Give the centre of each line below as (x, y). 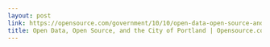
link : (17, 23)
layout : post (29, 16)
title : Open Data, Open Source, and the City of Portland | (111, 30)
